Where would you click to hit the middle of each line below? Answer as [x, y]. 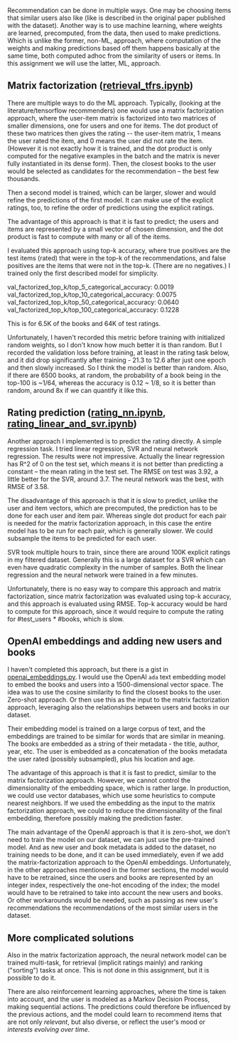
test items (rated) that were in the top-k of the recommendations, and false [117, 258]
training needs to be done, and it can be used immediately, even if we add [115, 855]
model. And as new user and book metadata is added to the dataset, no [112, 847]
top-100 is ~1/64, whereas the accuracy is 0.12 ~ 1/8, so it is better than [112, 383]
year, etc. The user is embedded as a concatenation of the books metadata [117, 752]
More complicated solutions [71, 938]
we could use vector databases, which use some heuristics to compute [112, 796]
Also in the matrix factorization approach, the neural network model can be [117, 955]
